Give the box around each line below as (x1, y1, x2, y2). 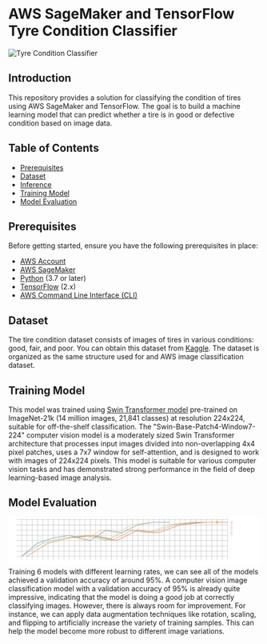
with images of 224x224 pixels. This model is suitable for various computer (8, 456, 257, 465)
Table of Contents (8, 142, 100, 155)
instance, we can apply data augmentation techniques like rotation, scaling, (8, 610, 257, 619)
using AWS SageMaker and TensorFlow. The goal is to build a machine (8, 101, 241, 110)
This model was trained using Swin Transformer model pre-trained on (8, 405, 238, 414)
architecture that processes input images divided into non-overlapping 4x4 (8, 439, 256, 448)
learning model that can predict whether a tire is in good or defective (8, 110, 235, 119)
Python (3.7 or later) (19, 274, 86, 283)
